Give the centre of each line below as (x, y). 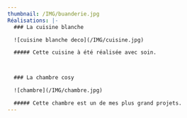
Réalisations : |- (33, 20)
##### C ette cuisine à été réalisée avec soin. (85, 53)
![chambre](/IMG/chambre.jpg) (58, 90)
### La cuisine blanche (49, 27)
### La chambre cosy (44, 78)
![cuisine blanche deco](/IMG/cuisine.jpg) (79, 40)
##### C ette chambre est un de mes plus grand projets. (98, 103)
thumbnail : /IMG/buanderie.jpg (53, 14)
